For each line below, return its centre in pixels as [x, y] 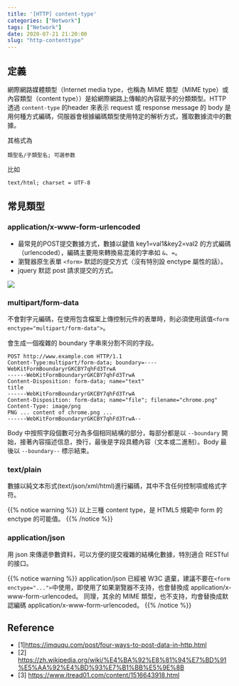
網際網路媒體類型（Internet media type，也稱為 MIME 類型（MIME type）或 [118, 89]
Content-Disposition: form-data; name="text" [76, 381]
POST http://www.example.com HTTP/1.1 [65, 356]
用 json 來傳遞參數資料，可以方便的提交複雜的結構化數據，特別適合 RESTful [118, 554]
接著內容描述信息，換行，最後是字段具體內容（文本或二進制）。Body [119, 442]
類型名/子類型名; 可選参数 [42, 155]
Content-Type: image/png [44, 406]
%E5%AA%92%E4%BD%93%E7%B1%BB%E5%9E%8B [101, 667]
